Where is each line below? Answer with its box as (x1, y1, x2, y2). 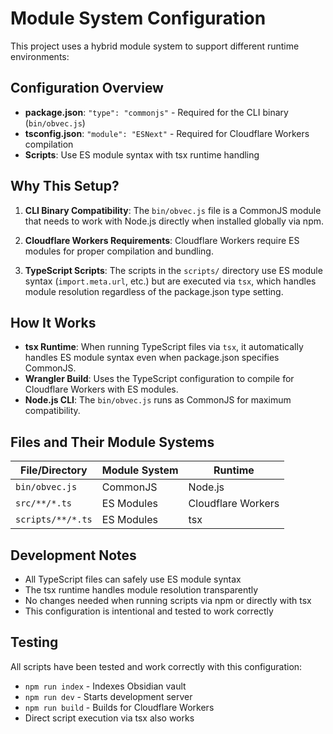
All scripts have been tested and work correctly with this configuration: (10, 660, 303, 672)
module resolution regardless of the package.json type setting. (24, 285, 284, 297)
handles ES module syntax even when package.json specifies (24, 352, 280, 364)
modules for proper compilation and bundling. (24, 245, 214, 257)
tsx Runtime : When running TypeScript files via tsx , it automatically (24, 341, 304, 353)
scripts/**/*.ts (15, 514, 93, 526)
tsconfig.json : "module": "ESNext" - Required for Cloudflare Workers (24, 127, 310, 139)
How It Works (10, 314, 97, 331)
